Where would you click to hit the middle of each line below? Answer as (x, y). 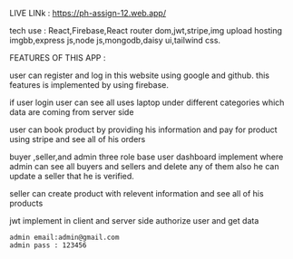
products (26, 203)
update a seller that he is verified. (72, 176)
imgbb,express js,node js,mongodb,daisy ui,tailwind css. (115, 40)
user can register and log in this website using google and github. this (140, 75)
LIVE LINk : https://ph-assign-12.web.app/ (88, 13)
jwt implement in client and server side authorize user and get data (134, 221)
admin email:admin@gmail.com (64, 237)
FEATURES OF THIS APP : (58, 58)
